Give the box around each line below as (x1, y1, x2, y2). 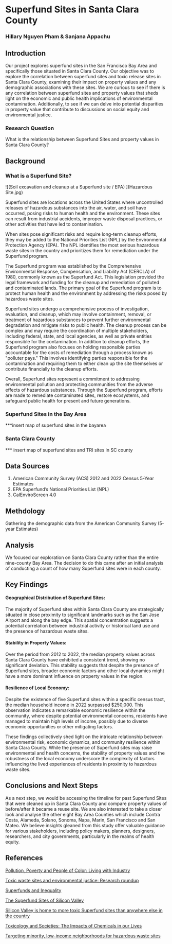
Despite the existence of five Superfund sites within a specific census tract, (5, 696, 165, 702)
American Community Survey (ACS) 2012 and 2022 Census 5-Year (12, 475, 154, 482)
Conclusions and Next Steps (5, 781, 99, 790)
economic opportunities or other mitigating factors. (5, 723, 113, 729)
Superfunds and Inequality (5, 887, 62, 894)
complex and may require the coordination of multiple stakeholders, (5, 327, 149, 334)
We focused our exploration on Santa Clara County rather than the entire (5, 554, 159, 561)
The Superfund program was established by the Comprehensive (5, 263, 141, 269)
